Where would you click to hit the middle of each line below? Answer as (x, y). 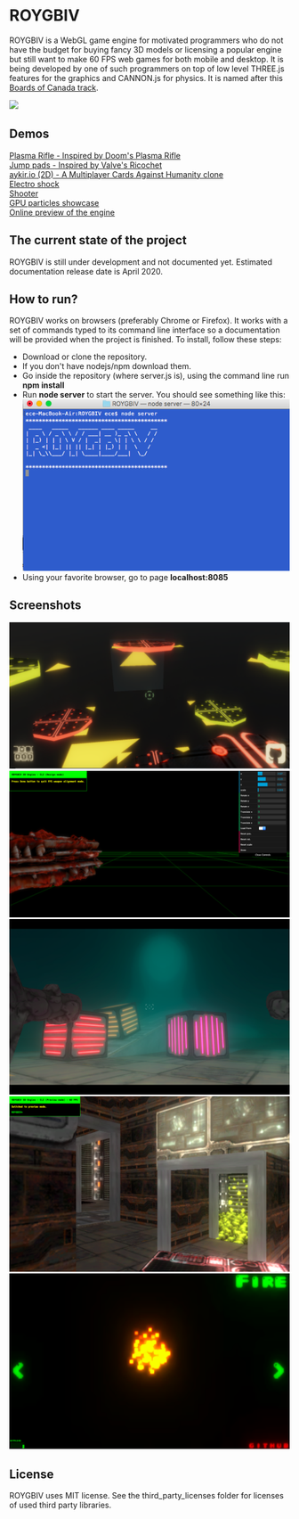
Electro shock (34, 184)
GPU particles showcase (54, 202)
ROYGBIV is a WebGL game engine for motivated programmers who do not (146, 40)
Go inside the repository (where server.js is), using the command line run (156, 376)
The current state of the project (98, 240)
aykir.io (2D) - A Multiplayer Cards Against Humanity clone (117, 174)
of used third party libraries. (61, 1505)
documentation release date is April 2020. (86, 271)
